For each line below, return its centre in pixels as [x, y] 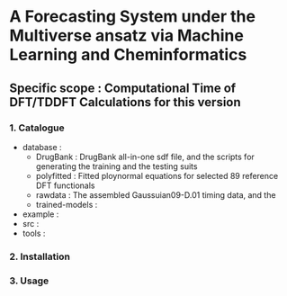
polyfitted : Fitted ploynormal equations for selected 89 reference [157, 175]
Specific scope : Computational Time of [123, 88]
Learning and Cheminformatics [128, 55]
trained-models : [67, 204]
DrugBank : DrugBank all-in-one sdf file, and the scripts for [145, 157]
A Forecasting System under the [133, 17]
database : [42, 147]
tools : [34, 233]
